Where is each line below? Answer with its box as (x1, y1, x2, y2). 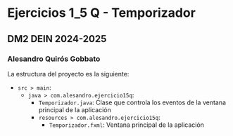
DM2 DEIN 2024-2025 (7, 33, 107, 45)
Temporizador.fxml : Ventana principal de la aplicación (49, 121, 204, 129)
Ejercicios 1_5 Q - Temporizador (7, 5, 196, 21)
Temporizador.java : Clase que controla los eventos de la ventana (38, 98, 227, 107)
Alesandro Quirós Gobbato (7, 54, 101, 64)
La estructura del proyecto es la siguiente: (7, 69, 130, 78)
